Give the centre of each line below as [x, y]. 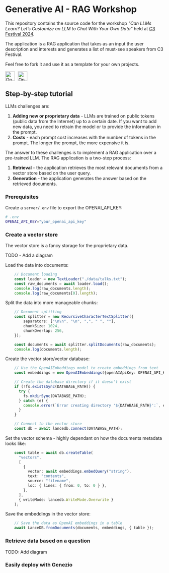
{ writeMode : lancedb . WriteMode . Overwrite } [66, 500]
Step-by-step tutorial [39, 94]
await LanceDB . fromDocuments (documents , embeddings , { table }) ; [84, 528]
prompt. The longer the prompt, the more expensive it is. [71, 143]
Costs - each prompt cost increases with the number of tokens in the [84, 137]
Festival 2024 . [20, 34]
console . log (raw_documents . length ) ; [53, 289]
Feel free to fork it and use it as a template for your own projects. [72, 64]
